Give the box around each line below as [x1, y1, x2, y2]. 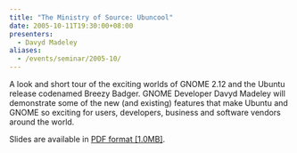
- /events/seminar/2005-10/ [17, 54, 122, 63]
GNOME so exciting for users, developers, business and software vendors [9, 108, 281, 117]
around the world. [9, 117, 75, 127]
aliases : [9, 46, 42, 55]
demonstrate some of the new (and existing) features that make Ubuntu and [9, 98, 288, 108]
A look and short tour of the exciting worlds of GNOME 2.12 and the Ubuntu [9, 79, 285, 89]
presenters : [9, 29, 54, 38]
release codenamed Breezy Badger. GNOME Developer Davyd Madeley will [9, 88, 285, 99]
